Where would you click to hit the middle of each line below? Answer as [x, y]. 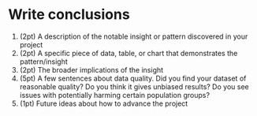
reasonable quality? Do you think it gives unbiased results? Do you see [134, 86]
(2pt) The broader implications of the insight [91, 69]
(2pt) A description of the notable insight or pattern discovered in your [134, 36]
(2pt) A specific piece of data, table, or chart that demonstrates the [128, 53]
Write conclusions [69, 15]
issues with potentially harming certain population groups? [115, 95]
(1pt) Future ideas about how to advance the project [104, 103]
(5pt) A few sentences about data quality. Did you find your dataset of [133, 78]
